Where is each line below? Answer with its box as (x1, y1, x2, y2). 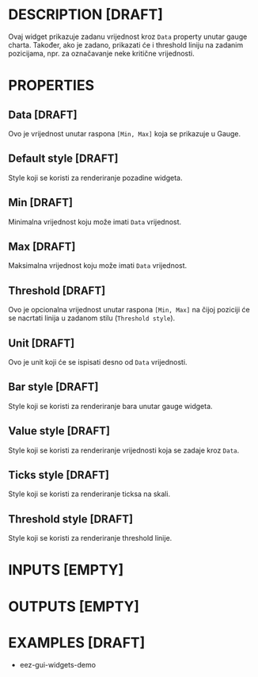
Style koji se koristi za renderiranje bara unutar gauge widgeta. (8, 401, 213, 411)
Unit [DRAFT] (8, 336, 75, 350)
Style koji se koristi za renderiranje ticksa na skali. (8, 489, 171, 499)
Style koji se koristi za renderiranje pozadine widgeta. (8, 173, 183, 182)
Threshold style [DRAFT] (8, 512, 133, 526)
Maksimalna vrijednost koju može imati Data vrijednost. (8, 261, 188, 270)
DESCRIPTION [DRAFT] (8, 6, 164, 24)
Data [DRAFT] (8, 108, 78, 121)
